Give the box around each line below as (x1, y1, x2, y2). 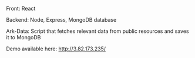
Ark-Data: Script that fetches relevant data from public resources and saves (6, 28, 189, 35)
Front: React (6, 5, 36, 12)
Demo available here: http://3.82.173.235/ (6, 45, 106, 52)
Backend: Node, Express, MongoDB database (6, 16, 117, 23)
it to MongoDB (6, 34, 41, 40)
